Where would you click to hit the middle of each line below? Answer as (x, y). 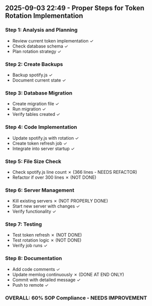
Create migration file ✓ (36, 104)
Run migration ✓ (29, 109)
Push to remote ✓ (30, 285)
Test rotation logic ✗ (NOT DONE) (47, 240)
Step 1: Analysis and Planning (41, 30)
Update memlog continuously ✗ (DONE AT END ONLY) (68, 274)
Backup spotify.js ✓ (32, 75)
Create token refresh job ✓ (40, 143)
